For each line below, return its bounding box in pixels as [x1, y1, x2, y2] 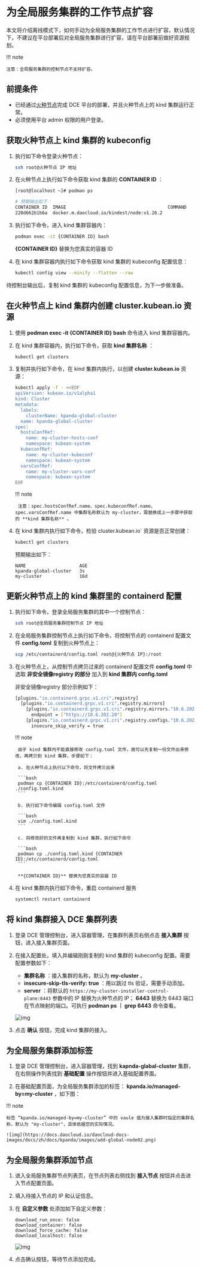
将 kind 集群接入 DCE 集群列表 [6, 915, 118, 925]
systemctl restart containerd [14, 896, 91, 902]
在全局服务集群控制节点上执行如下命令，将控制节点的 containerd [14, 631, 175, 639]
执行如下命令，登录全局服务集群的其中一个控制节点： [14, 608, 147, 615]
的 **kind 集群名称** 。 [14, 516, 72, 522]
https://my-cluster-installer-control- [69, 988, 169, 994]
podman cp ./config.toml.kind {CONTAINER [17, 850, 123, 857]
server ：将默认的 [23, 987, 69, 994]
